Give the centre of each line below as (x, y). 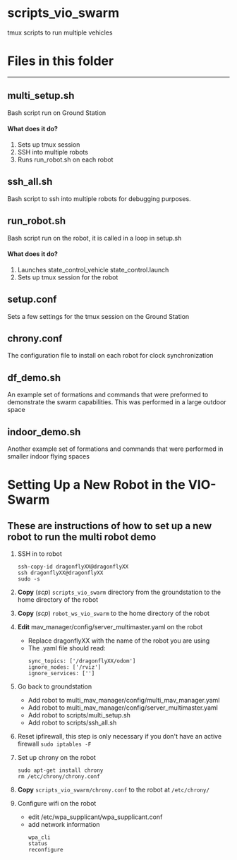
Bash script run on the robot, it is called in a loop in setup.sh (95, 238)
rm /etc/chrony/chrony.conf (59, 776)
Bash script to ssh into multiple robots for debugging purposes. (99, 198)
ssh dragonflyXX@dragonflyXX (60, 573)
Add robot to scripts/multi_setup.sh (79, 715)
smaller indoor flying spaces (49, 456)
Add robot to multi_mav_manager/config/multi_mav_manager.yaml (124, 700)
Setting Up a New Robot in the (96, 485)
